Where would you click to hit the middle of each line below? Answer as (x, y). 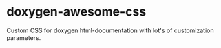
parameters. (24, 37)
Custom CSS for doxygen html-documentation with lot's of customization (110, 30)
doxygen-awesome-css (76, 12)
